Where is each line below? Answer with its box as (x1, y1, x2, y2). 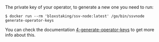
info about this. (5, 32, 36, 38)
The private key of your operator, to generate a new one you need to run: (5, 4, 154, 10)
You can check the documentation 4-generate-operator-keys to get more (5, 27, 155, 33)
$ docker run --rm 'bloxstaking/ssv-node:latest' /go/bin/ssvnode (5, 14, 145, 19)
